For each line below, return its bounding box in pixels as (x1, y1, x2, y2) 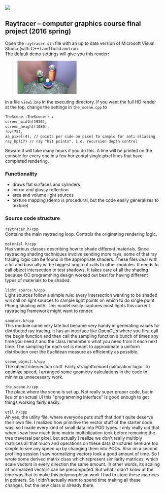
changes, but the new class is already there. (5, 482, 95, 488)
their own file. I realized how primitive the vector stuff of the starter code (5, 420, 153, 425)
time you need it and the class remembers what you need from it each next (5, 338, 158, 345)
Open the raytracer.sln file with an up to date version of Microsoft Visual (5, 40, 155, 46)
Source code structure (5, 215, 60, 222)
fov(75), (5, 129, 23, 134)
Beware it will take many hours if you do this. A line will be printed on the (5, 147, 153, 153)
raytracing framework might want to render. (5, 308, 94, 314)
